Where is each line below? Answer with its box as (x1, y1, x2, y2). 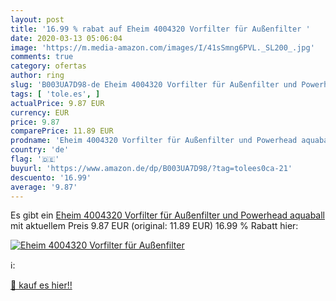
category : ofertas (10, 61, 87, 71)
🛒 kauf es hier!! (10, 279, 73, 291)
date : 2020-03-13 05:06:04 (10, 33, 123, 43)
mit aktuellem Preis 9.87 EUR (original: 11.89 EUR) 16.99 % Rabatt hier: (10, 220, 299, 232)
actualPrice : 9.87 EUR (10, 98, 105, 108)
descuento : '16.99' (10, 172, 92, 183)
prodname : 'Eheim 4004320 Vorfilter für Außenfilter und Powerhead (10, 136, 298, 146)
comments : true (10, 52, 74, 62)
